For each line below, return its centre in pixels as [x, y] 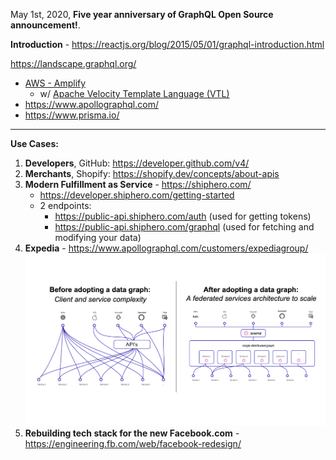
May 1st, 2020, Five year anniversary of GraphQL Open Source [142, 14]
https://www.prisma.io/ [72, 115]
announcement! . [45, 25]
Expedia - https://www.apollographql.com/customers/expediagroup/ [166, 248]
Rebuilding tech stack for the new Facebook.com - [132, 433]
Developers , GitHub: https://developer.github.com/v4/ [137, 163]
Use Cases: [34, 143]
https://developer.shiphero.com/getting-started [137, 195]
